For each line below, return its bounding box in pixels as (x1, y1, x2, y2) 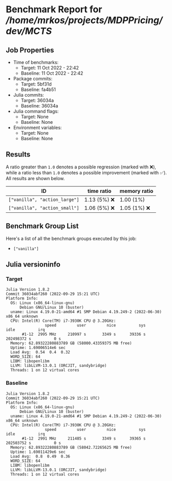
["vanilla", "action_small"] (8, 205, 79, 211)
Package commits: (13, 76, 53, 81)
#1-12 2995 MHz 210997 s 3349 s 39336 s (21, 332, 146, 337)
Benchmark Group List (6, 222, 79, 231)
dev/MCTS (6, 26, 52, 37)
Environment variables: (13, 124, 62, 130)
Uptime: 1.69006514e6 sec (10, 345, 66, 351)
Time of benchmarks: (13, 59, 59, 65)
